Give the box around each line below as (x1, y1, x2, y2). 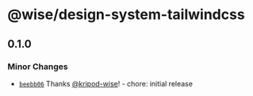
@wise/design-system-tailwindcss (7, 6, 245, 24)
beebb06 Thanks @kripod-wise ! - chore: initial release (18, 79, 194, 88)
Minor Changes (7, 61, 68, 72)
